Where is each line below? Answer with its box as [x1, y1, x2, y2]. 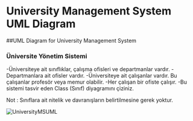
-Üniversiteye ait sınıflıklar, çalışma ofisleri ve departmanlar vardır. [6, 66, 170, 73]
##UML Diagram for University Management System [6, 37, 137, 44]
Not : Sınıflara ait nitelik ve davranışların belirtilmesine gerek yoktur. [6, 96, 174, 104]
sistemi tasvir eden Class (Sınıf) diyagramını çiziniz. [6, 85, 134, 92]
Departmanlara [6, 72, 43, 79]
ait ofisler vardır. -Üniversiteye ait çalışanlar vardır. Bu [44, 72, 177, 79]
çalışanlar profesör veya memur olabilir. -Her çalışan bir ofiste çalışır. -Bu [6, 78, 188, 85]
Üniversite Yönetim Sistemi [6, 52, 87, 60]
